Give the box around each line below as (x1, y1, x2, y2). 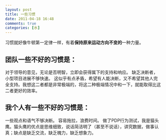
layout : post (5, 7, 32, 12)
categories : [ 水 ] (5, 26, 41, 30)
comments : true (5, 21, 37, 26)
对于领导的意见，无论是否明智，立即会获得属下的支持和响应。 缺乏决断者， (5, 69, 158, 75)
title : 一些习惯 (5, 12, 36, 17)
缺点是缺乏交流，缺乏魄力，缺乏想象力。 (13, 130, 96, 136)
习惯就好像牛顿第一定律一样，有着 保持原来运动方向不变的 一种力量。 (5, 40, 144, 46)
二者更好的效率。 (5, 87, 40, 93)
